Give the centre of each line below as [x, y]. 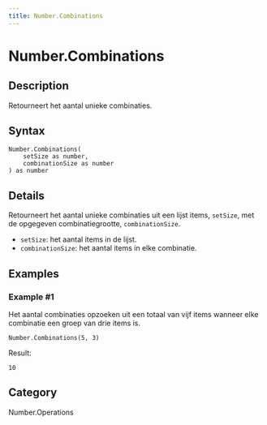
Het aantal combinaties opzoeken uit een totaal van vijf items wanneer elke [133, 314]
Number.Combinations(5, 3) [54, 337]
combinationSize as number [69, 164]
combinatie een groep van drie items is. [74, 323]
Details [26, 195]
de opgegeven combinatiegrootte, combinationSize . [95, 224]
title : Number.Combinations [56, 16]
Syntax [27, 131]
